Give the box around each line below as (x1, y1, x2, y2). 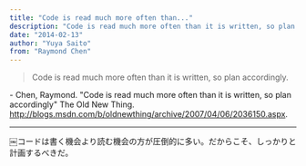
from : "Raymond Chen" (9, 47, 92, 56)
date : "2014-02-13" (9, 30, 84, 39)
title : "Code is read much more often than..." (9, 13, 194, 23)
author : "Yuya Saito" (9, 38, 92, 48)
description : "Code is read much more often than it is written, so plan (9, 22, 296, 31)
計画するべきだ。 (9, 147, 74, 159)
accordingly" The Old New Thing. (9, 99, 135, 110)
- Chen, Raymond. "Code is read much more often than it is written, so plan (9, 90, 291, 101)
